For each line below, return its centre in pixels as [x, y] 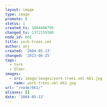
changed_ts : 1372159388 [30, 33]
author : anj [17, 46]
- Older [18, 70]
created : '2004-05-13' [28, 51]
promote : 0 [16, 19]
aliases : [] [17, 92]
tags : [11, 60]
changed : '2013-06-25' [28, 55]
